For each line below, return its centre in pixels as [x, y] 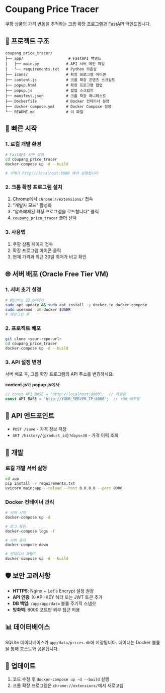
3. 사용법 [16, 232]
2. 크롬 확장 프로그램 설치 [34, 187]
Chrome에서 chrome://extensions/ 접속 [53, 199]
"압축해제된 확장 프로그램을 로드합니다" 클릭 [56, 212]
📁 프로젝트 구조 [27, 41]
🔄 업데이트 [21, 666]
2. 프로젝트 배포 [23, 328]
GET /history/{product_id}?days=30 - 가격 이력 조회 [65, 435]
